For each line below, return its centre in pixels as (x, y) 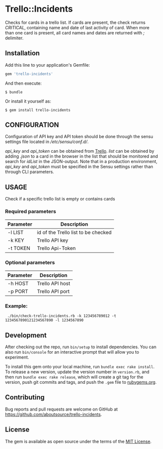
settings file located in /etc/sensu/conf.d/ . (47, 142)
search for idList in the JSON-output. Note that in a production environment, (81, 162)
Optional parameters (30, 263)
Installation (22, 53)
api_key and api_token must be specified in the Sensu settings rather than (79, 167)
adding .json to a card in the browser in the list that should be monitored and (81, 156)
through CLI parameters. (30, 172)
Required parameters (31, 212)
